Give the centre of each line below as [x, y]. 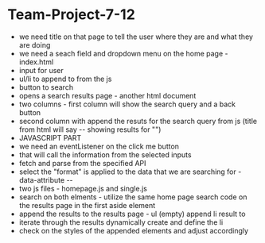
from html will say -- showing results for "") [90, 129]
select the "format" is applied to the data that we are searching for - [130, 172]
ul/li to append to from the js [65, 79]
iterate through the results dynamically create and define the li [121, 222]
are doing [35, 44]
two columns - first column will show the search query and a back [127, 104]
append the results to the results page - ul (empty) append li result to [132, 214]
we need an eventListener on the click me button [99, 146]
